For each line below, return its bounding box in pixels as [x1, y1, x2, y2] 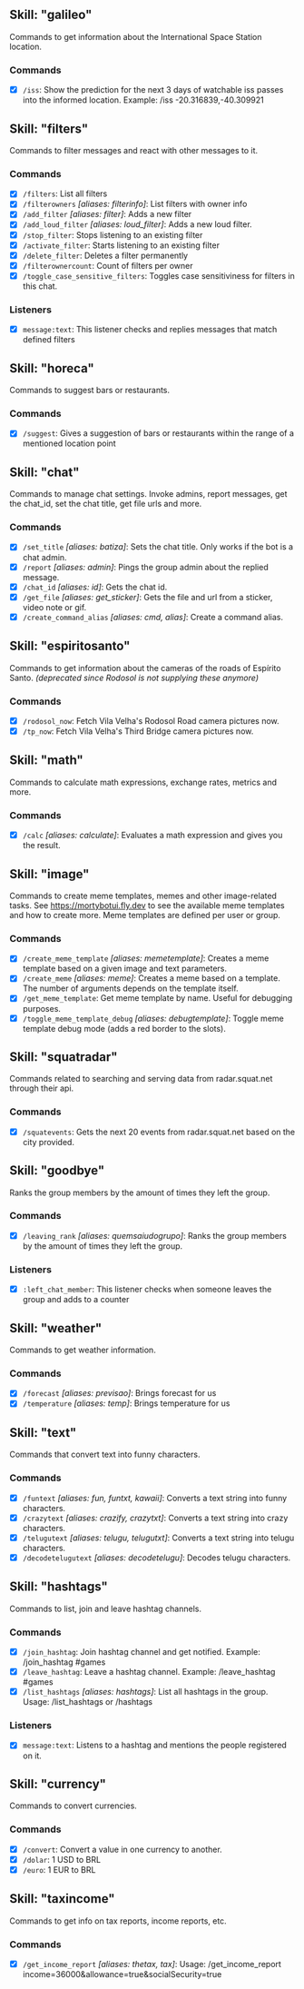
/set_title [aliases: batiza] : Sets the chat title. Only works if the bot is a [22, 541, 293, 552]
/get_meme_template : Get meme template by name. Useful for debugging [22, 993, 293, 1004]
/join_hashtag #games [22, 1657, 106, 1667]
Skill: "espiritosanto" [9, 638, 131, 654]
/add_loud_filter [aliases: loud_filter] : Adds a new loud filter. [22, 219, 252, 230]
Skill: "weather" [9, 1321, 103, 1336]
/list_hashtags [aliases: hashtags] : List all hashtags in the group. [22, 1687, 269, 1697]
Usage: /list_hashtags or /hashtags [22, 1697, 153, 1707]
